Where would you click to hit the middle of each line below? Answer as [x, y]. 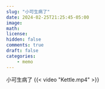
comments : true [25, 45]
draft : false [22, 51]
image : [14, 23]
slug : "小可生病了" [28, 12]
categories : [21, 56]
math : [13, 28]
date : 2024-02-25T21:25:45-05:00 [48, 17]
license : [17, 34]
